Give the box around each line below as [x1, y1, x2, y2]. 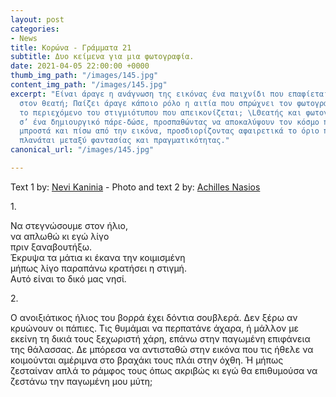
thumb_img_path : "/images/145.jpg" [10, 71, 159, 81]
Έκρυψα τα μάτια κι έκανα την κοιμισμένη [10, 251, 186, 263]
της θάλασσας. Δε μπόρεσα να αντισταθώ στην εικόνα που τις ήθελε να [10, 343, 314, 355]
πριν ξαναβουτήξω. [10, 241, 93, 253]
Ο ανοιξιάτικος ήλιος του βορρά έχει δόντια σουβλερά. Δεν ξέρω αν [10, 311, 298, 323]
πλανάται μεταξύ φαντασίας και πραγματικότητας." [19, 136, 230, 146]
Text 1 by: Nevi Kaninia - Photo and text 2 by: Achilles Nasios [10, 181, 261, 193]
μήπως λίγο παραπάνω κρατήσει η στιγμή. [10, 262, 187, 274]
